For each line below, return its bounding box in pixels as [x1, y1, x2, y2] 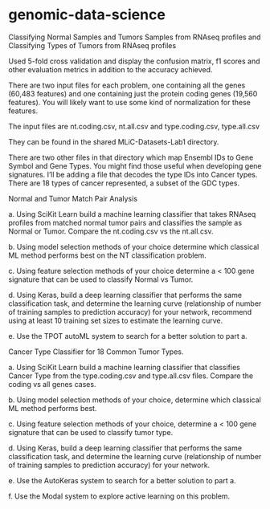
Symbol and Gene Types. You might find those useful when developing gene [8, 161, 262, 170]
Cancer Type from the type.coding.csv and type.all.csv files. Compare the [8, 371, 254, 381]
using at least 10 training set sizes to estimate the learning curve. [8, 316, 223, 325]
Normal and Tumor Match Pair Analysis [8, 193, 138, 203]
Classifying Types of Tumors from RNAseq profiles [8, 40, 177, 50]
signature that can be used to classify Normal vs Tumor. [8, 275, 194, 284]
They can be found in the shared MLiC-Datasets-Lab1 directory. [8, 136, 219, 146]
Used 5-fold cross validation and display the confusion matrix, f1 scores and [8, 56, 260, 66]
